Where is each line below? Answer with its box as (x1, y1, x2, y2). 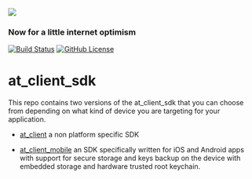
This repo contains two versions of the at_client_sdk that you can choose (8, 98, 244, 108)
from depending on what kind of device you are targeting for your (8, 106, 221, 116)
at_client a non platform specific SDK (19, 130, 140, 140)
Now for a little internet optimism (8, 27, 136, 38)
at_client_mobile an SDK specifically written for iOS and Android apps (19, 145, 245, 155)
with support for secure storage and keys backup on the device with (19, 153, 241, 163)
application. (8, 115, 46, 124)
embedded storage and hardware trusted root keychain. (19, 162, 201, 171)
